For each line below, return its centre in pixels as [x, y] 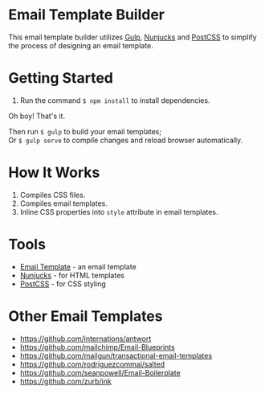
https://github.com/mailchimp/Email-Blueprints [97, 347]
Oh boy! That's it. [37, 116]
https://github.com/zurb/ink [66, 381]
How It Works [54, 172]
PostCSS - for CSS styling [63, 284]
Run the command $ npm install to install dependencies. [115, 100]
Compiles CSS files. [53, 195]
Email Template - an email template [78, 266]
